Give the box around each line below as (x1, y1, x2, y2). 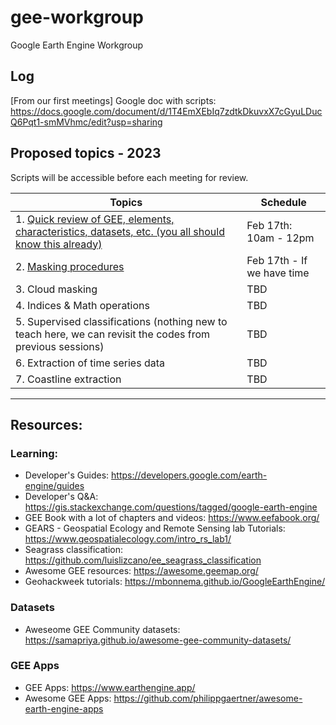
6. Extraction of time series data (15, 356, 166, 370)
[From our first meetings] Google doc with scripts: (10, 94, 217, 106)
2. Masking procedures (15, 259, 125, 273)
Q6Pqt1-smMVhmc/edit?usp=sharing (10, 116, 163, 128)
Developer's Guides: (24, 469, 110, 481)
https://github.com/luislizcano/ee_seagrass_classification (24, 554, 262, 566)
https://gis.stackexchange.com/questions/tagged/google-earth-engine (24, 501, 318, 513)
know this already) (15, 237, 103, 251)
